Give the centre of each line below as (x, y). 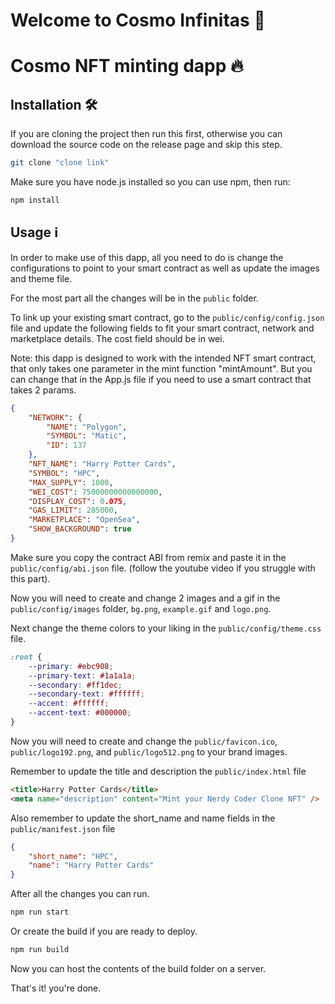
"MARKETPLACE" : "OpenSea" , (84, 520)
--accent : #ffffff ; (69, 704)
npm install (35, 200)
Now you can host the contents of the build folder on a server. (138, 968)
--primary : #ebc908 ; (71, 666)
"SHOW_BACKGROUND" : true (80, 529)
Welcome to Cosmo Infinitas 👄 (138, 20)
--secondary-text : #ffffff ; (86, 694)
